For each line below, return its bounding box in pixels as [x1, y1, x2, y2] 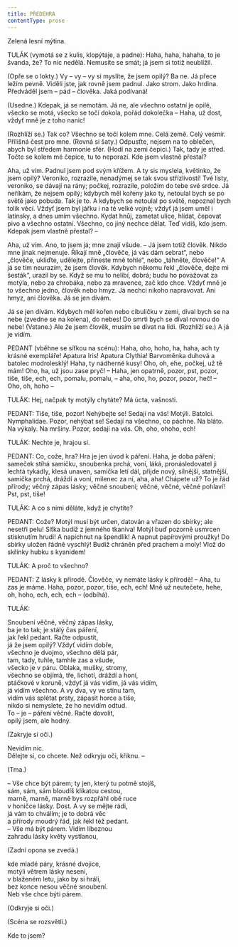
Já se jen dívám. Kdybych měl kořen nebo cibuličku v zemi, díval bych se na [7, 307, 229, 315]
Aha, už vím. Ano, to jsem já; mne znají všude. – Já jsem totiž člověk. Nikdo [7, 240, 227, 249]
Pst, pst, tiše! [7, 489, 45, 498]
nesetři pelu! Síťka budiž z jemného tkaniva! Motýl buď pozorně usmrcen [7, 525, 221, 533]
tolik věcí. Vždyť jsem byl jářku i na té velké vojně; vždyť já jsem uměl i [7, 204, 213, 212]
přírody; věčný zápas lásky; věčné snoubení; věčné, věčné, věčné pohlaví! [7, 482, 225, 491]
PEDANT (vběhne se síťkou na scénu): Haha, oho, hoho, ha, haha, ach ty [7, 343, 220, 352]
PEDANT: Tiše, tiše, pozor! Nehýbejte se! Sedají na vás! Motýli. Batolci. [7, 409, 215, 417]
